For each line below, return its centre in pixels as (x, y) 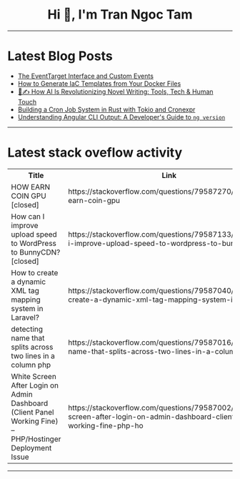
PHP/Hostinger (36, 439)
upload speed (34, 234)
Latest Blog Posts (60, 56)
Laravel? (25, 317)
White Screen (34, 376)
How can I (28, 216)
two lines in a (33, 355)
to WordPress (34, 243)
